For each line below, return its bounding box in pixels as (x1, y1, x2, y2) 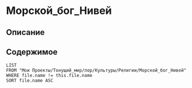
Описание (6, 27, 45, 37)
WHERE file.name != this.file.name (6, 73, 93, 79)
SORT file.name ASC (6, 78, 54, 84)
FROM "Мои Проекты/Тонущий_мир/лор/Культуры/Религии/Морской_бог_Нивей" (6, 68, 187, 73)
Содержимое (6, 47, 58, 57)
